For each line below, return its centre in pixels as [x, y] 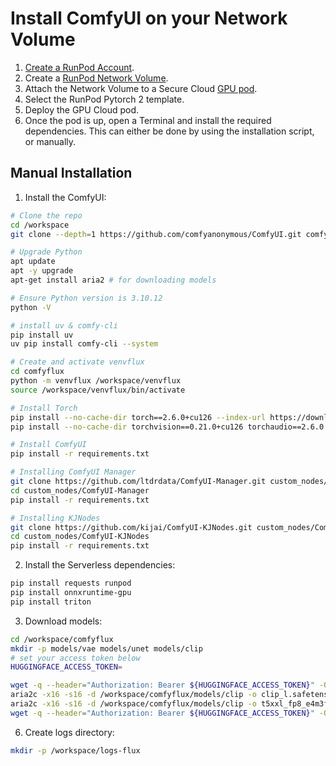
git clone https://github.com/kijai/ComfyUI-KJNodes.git [131, 527]
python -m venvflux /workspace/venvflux [96, 381]
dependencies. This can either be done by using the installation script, [169, 131]
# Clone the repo [46, 215]
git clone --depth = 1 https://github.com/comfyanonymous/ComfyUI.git [156, 234]
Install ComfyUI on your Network [149, 18]
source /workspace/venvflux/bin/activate [98, 390]
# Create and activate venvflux [77, 362]
